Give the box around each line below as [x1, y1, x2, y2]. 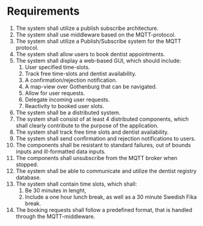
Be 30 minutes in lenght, [24, 186, 87, 194]
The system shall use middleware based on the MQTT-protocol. [15, 31, 176, 38]
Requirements [7, 4, 80, 18]
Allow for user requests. [24, 89, 85, 97]
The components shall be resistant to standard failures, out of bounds [15, 141, 191, 148]
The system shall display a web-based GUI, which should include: [15, 57, 182, 64]
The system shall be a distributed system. [15, 109, 121, 116]
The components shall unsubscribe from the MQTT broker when [15, 154, 177, 161]
